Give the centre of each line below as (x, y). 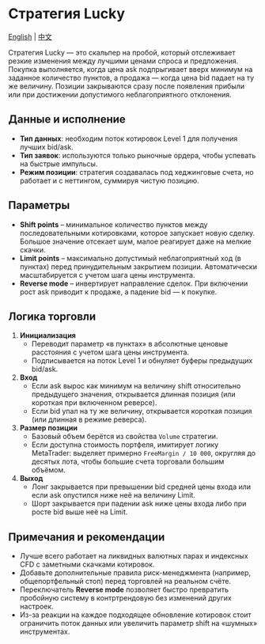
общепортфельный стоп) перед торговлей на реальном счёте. (125, 581)
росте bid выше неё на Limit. (79, 512)
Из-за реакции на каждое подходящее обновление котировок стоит (135, 615)
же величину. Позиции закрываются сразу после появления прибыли (127, 86)
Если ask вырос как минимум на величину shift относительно (136, 386)
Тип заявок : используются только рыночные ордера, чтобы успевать (138, 155)
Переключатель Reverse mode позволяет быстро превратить (124, 589)
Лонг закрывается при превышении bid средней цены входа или (141, 487)
